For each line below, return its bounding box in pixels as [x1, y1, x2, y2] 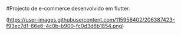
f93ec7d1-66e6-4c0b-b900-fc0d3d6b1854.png [6, 23, 123, 29]
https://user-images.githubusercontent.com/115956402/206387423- [8, 16, 175, 23]
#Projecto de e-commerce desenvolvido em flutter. [6, 5, 130, 12]
